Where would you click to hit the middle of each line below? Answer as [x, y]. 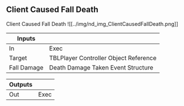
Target [18, 58]
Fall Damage [26, 67]
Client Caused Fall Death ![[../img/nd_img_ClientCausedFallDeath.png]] [92, 24]
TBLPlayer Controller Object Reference [103, 58]
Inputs [26, 38]
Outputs [21, 84]
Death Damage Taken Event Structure [101, 67]
